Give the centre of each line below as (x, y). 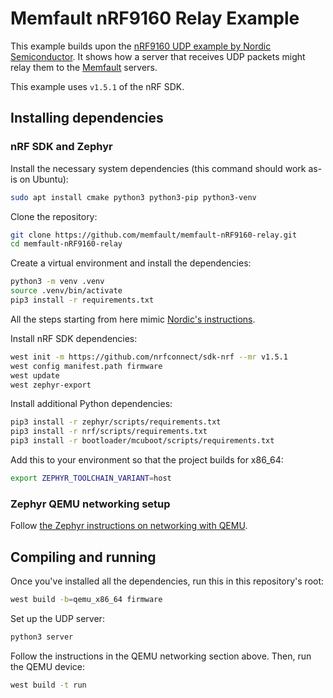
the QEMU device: (47, 666)
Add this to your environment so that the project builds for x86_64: (147, 460)
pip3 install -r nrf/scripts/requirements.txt (109, 432)
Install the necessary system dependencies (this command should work (158, 168)
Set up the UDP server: (57, 618)
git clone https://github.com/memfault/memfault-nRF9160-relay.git (154, 235)
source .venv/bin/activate (66, 291)
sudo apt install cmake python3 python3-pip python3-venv (133, 197)
